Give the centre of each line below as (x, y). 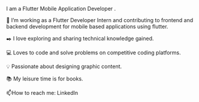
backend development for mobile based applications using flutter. (87, 27)
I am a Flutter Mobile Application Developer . (61, 9)
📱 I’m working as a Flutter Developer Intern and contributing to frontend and (100, 20)
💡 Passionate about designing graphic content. (64, 66)
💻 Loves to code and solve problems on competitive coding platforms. (94, 52)
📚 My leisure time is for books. (45, 79)
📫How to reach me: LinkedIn (42, 93)
